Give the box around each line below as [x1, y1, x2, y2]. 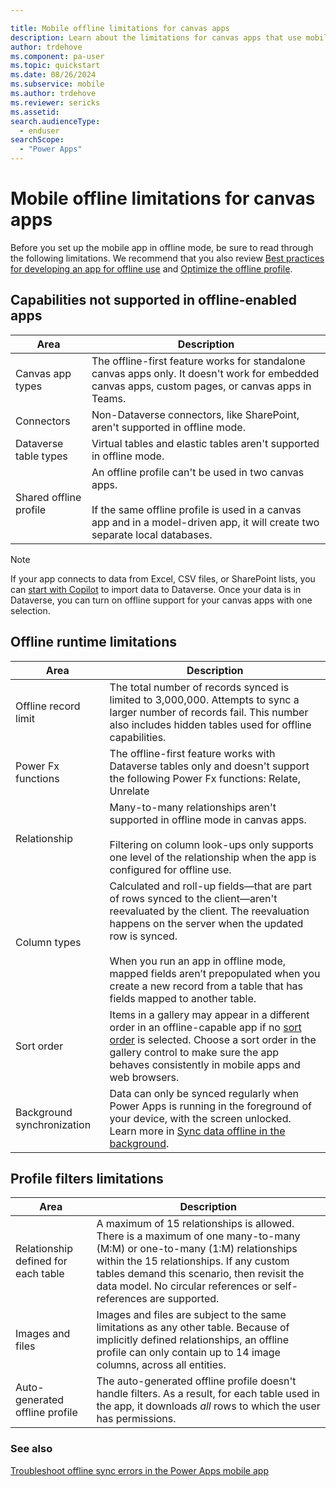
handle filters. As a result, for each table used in [96, 1387, 320, 1401]
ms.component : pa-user [10, 51, 105, 61]
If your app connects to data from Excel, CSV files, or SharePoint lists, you [10, 572, 316, 585]
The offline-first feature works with [109, 746, 276, 760]
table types [15, 449, 68, 463]
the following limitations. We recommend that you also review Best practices [10, 252, 325, 264]
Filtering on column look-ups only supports [109, 837, 314, 851]
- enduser [19, 126, 60, 136]
